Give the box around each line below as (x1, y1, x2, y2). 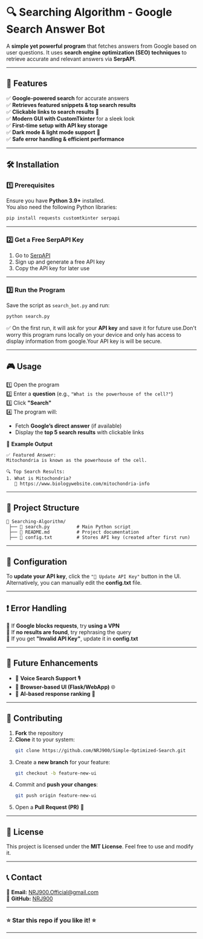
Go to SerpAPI (14, 252, 51, 259)
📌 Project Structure (6, 502, 80, 513)
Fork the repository (14, 729, 63, 736)
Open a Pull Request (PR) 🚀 (14, 804, 85, 811)
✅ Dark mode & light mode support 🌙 (6, 128, 101, 135)
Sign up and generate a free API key (14, 258, 105, 265)
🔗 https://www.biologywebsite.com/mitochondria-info (14, 481, 150, 487)
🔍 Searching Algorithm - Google (6, 5, 172, 19)
